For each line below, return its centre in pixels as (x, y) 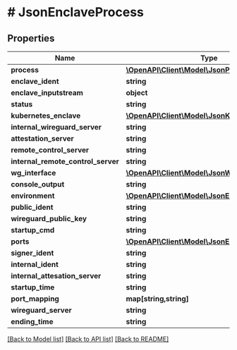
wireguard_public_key (49, 219)
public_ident (32, 207)
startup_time (33, 287)
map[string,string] (157, 299)
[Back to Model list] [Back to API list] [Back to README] (88, 339)
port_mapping (35, 299)
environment (33, 196)
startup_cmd (33, 230)
